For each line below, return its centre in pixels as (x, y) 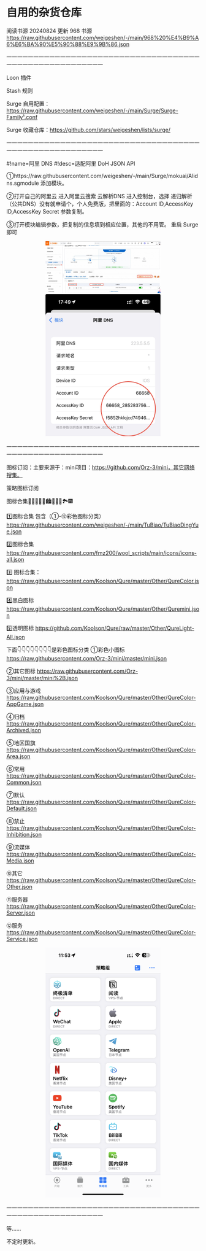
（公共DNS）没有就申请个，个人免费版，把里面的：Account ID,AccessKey (100, 204)
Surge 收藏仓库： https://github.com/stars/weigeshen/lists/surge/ (88, 130)
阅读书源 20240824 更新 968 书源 (49, 31)
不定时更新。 (22, 1241)
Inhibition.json (24, 834)
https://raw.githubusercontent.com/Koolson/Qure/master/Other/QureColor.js (103, 581)
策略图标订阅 (22, 488)
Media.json (21, 861)
